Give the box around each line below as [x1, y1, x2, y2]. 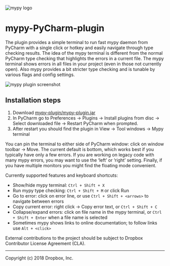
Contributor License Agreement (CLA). [5, 240, 86, 246]
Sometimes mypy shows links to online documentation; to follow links [12, 219, 158, 225]
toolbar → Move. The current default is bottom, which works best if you [5, 146, 154, 152]
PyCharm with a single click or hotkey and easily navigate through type [5, 45, 153, 51]
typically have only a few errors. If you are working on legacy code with [5, 151, 154, 158]
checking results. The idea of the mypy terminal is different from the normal [5, 50, 163, 56]
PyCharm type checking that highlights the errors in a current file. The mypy [5, 55, 164, 61]
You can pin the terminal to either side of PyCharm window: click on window [5, 141, 164, 147]
